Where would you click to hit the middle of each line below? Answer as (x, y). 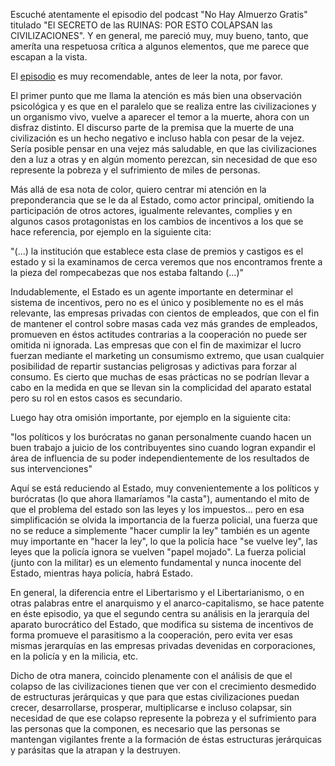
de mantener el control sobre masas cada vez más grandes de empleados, (164, 323)
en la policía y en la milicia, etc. (74, 656)
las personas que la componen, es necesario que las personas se (145, 728)
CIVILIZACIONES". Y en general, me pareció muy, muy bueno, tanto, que (159, 35)
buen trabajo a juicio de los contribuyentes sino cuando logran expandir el (163, 447)
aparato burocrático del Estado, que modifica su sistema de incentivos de (162, 624)
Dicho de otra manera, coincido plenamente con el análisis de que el (151, 675)
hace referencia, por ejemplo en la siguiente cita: (111, 232)
